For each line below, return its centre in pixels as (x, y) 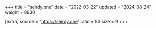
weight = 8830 (20, 12)
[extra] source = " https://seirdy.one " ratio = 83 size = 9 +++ (67, 22)
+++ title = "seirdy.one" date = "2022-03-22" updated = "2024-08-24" (78, 7)
